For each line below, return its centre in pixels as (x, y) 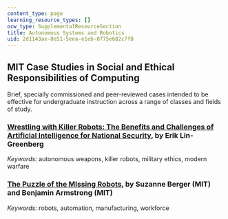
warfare (18, 167)
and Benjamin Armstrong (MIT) (60, 193)
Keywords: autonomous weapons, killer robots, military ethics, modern (107, 159)
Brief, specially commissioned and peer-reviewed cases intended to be (108, 94)
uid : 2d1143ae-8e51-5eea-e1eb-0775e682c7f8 (71, 39)
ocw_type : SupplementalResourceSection (64, 26)
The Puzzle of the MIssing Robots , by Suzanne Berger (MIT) (109, 185)
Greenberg (25, 144)
